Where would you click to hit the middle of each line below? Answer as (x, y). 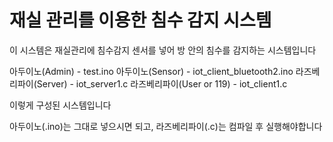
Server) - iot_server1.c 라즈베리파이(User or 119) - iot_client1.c (162, 83)
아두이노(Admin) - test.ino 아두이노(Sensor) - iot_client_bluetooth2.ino (151, 71)
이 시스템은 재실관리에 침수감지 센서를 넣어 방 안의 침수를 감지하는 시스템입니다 (163, 50)
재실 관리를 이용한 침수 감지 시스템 (140, 20)
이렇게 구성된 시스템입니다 (60, 105)
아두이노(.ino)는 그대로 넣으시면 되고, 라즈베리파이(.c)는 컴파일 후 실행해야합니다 (166, 126)
